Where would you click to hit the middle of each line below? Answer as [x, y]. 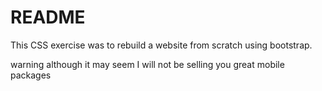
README [48, 17]
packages [31, 75]
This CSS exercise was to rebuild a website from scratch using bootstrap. [161, 45]
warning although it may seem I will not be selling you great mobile [147, 64]
